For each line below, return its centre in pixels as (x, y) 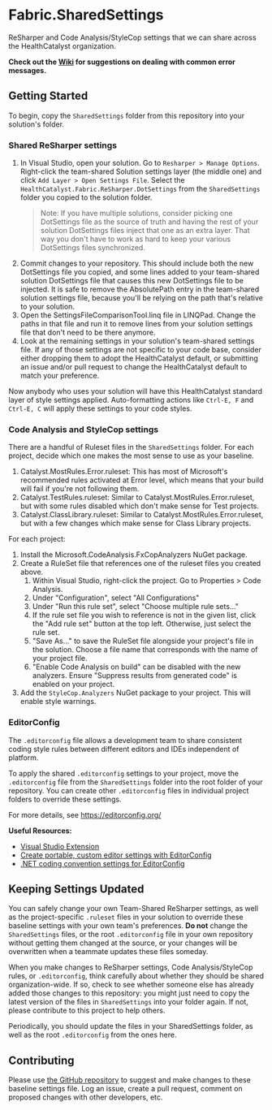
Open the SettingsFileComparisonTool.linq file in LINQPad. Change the (138, 315)
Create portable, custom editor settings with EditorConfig (116, 855)
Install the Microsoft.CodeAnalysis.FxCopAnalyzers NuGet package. (134, 555)
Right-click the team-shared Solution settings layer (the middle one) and (141, 171)
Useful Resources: (40, 831)
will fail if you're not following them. (80, 489)
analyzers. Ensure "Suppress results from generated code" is (135, 676)
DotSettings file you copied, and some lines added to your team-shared (140, 272)
